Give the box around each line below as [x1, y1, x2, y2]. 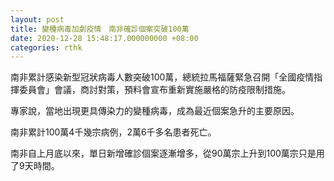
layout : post [10, 14, 65, 25]
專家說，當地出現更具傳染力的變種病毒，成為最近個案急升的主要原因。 [10, 105, 300, 117]
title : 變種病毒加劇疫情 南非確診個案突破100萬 [10, 24, 190, 34]
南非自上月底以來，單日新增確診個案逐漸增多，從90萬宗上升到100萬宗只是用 [10, 147, 325, 160]
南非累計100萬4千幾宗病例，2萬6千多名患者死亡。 [10, 126, 217, 138]
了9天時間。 [10, 160, 60, 172]
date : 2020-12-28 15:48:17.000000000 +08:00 [10, 33, 199, 43]
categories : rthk [10, 42, 83, 53]
